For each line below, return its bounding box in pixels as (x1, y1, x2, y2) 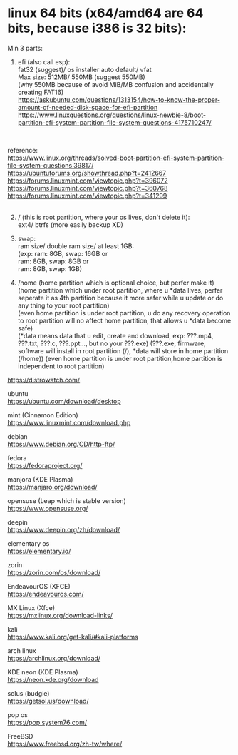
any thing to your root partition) (17, 301, 110, 310)
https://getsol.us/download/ (7, 696, 89, 705)
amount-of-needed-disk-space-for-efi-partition (17, 103, 158, 111)
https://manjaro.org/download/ (7, 482, 98, 491)
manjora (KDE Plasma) (7, 475, 73, 483)
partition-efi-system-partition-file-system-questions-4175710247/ (17, 118, 212, 126)
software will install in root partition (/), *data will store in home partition (17, 346, 229, 355)
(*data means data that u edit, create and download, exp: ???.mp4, (17, 331, 214, 340)
